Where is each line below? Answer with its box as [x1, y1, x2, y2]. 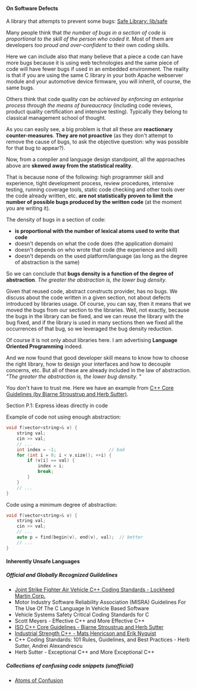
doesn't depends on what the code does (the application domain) [14, 240, 173, 247]
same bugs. [6, 84, 35, 91]
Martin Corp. [14, 593, 46, 600]
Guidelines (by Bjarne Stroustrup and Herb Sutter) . [6, 391, 129, 398]
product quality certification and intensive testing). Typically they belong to [6, 108, 188, 115]
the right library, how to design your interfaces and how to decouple [6, 360, 171, 367]
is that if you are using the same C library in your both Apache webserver [6, 72, 183, 79]
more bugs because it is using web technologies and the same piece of [6, 59, 179, 66]
